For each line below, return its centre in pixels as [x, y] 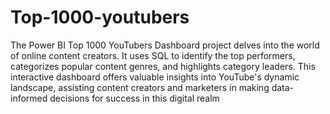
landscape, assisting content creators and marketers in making [140, 87]
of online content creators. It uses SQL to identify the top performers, [153, 55]
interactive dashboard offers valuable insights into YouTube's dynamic [155, 77]
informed [29, 98]
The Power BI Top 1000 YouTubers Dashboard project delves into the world [165, 45]
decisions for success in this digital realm [134, 98]
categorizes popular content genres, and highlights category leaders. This [163, 66]
